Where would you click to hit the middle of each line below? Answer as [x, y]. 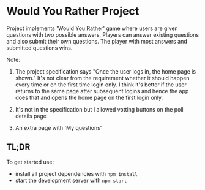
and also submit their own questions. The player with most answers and [97, 41]
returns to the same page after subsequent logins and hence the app [102, 91]
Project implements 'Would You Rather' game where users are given [92, 28]
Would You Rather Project [73, 11]
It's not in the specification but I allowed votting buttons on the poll [99, 109]
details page [31, 116]
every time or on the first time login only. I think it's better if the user [101, 85]
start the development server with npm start [71, 180]
